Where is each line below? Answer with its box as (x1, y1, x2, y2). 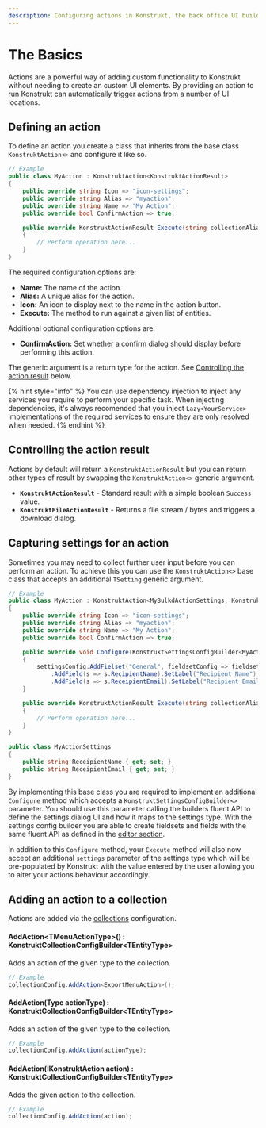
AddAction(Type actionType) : (8, 997, 109, 1007)
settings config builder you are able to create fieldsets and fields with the (8, 820, 247, 830)
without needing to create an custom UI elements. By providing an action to (8, 80, 254, 90)
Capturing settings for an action (8, 536, 169, 550)
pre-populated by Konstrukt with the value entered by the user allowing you (8, 861, 255, 871)
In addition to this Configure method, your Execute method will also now (8, 844, 241, 854)
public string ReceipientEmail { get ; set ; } (22, 765, 176, 773)
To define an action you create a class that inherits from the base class (8, 141, 239, 151)
